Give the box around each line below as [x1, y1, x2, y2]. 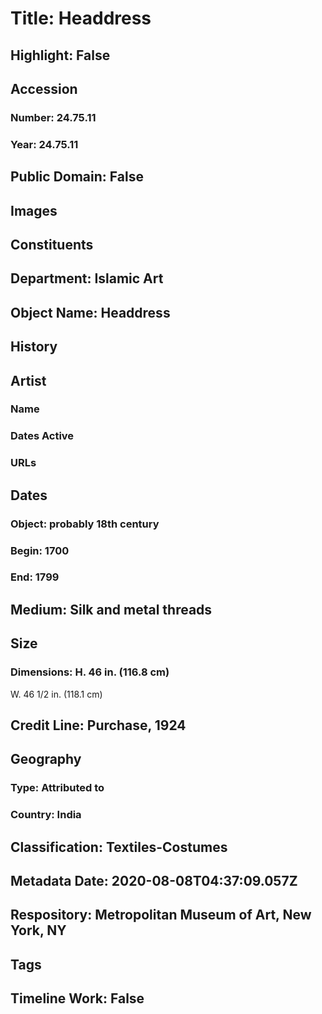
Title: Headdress [10, 7, 152, 30]
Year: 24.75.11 [10, 137, 79, 151]
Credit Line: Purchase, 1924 [10, 717, 187, 734]
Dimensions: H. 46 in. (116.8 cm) [10, 665, 170, 679]
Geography [10, 751, 82, 768]
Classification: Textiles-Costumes [10, 838, 228, 856]
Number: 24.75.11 [10, 110, 97, 124]
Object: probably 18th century [10, 517, 160, 531]
